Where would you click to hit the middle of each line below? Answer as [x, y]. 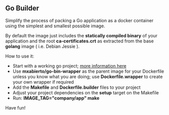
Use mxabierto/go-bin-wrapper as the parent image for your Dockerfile [88, 71]
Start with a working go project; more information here [70, 66]
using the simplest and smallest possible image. [55, 26]
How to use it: [20, 56]
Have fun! [15, 107]
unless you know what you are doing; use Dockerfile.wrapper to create [88, 76]
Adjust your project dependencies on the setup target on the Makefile [86, 92]
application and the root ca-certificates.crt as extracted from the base [79, 41]
